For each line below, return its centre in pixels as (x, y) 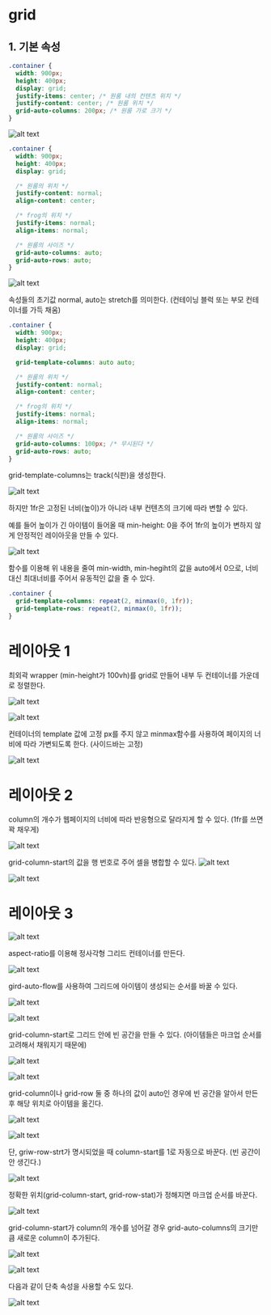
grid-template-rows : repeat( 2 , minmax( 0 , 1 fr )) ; (99, 609)
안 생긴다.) (25, 1161)
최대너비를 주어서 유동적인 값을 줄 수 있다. (89, 578)
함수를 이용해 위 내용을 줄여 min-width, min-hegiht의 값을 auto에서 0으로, (126, 569)
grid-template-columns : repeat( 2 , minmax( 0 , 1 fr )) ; (105, 601)
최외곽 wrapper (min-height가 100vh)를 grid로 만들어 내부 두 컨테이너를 (123, 675)
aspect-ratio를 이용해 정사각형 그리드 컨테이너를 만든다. (97, 953)
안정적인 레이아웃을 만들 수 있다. (68, 535)
